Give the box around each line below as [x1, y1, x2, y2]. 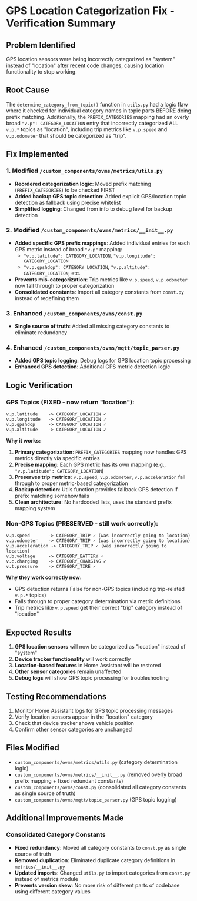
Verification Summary [6, 16, 116, 30]
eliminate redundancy [14, 329, 68, 336]
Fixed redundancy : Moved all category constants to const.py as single [14, 844, 186, 851]
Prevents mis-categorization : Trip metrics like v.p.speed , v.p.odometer [14, 275, 188, 283]
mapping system [14, 505, 55, 512]
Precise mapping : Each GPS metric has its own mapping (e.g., [14, 461, 166, 468]
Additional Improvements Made [6, 813, 124, 823]
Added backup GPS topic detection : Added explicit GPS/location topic [14, 192, 186, 200]
